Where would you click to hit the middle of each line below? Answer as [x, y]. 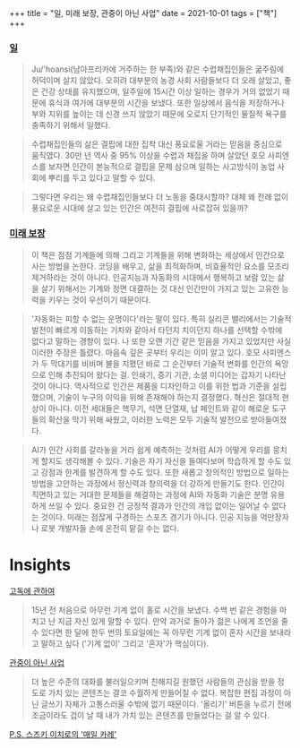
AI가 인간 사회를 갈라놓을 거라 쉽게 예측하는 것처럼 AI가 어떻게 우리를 [151, 450]
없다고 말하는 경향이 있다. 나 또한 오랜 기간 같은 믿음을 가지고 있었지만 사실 [161, 341]
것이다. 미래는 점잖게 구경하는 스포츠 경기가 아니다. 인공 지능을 [149, 517]
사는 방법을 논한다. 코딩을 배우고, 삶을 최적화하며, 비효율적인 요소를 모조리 [160, 266]
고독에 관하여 [32, 590]
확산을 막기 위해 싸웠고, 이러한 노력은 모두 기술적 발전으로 [148, 419]
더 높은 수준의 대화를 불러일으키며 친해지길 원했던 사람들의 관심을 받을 [153, 681]
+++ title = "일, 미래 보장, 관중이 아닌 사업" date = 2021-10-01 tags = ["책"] [143, 13]
